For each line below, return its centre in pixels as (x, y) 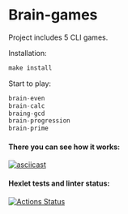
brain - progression (39, 121)
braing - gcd (27, 113)
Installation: (28, 53)
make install (30, 68)
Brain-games (53, 15)
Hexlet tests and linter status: (59, 183)
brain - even (27, 98)
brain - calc (27, 106)
